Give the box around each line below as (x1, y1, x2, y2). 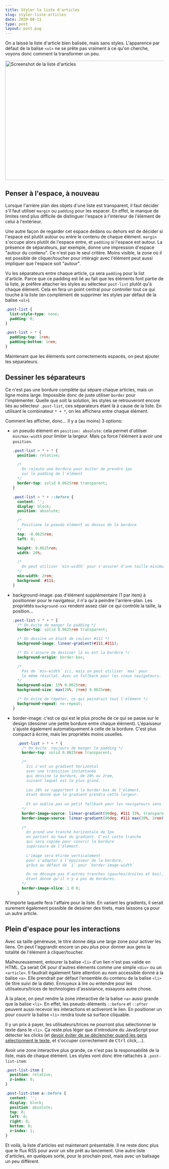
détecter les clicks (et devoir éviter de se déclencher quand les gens (5, 1032, 147, 1038)
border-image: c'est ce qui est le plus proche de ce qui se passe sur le (12, 715, 159, 721)
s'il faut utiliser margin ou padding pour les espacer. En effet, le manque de (5, 207, 159, 214)
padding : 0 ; (10, 316, 35, 321)
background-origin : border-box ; (17, 655, 85, 660)
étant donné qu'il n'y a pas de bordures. (26, 876, 117, 881)
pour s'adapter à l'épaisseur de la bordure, (26, 858, 123, 863)
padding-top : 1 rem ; (10, 335, 51, 340)
